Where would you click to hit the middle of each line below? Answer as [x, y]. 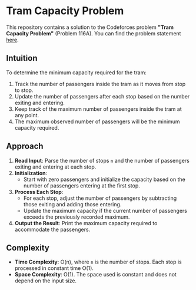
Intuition [22, 58]
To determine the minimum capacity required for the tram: [77, 72]
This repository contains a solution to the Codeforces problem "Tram [90, 27]
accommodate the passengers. [52, 229]
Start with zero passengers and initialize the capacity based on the [104, 179]
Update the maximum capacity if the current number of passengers [105, 210]
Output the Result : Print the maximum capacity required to [86, 223]
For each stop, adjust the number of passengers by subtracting [100, 198]
